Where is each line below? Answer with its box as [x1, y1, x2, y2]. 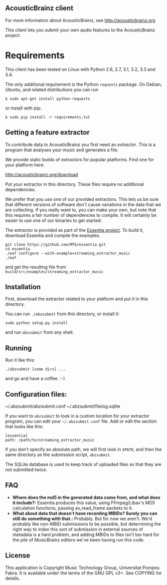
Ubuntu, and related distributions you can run [5, 86, 99, 92]
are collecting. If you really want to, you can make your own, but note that [5, 207, 157, 213]
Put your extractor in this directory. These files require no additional [5, 181, 144, 187]
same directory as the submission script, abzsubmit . [5, 452, 111, 458]
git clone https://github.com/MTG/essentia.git [5, 242, 106, 247]
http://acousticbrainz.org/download [5, 171, 78, 177]
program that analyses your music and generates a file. [5, 147, 119, 153]
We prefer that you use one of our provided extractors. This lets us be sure [5, 196, 159, 202]
